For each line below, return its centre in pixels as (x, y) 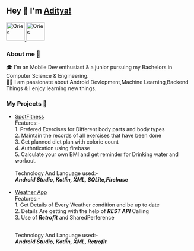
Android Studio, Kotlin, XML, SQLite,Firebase (71, 180)
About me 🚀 (23, 54)
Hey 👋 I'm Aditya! (39, 11)
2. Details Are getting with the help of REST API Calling (82, 211)
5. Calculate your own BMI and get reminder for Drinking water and (97, 154)
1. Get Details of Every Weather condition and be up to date (87, 205)
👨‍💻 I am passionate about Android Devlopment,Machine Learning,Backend (97, 82)
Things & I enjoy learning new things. (51, 88)
